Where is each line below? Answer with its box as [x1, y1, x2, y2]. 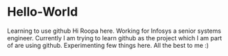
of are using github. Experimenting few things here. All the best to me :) [7, 41, 209, 49]
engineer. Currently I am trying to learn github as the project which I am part [7, 33, 223, 42]
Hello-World [7, 4, 78, 20]
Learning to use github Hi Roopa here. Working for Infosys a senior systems [7, 27, 222, 35]
